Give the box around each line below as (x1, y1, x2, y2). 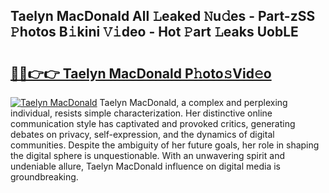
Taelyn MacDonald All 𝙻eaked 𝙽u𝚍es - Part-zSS (10, 8, 316, 25)
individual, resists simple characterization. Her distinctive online (10, 107, 273, 119)
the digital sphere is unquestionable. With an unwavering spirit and (10, 150, 285, 161)
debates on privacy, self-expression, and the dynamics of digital (10, 129, 275, 140)
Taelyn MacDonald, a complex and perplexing (99, 97, 288, 108)
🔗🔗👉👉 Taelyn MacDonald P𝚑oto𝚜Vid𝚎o (10, 65, 272, 82)
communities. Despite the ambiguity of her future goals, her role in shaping (10, 139, 320, 151)
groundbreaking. (10, 171, 79, 183)
